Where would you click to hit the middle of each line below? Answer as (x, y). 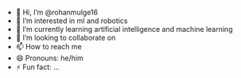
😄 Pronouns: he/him (49, 58)
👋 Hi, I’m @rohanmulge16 (56, 12)
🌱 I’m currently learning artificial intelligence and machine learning (124, 29)
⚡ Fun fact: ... (37, 67)
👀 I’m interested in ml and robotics (72, 21)
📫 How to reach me (49, 47)
